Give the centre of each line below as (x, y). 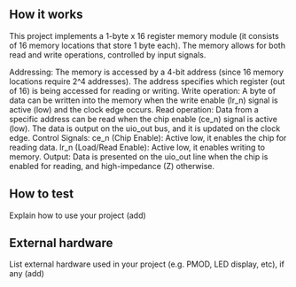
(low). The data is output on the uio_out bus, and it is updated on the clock (145, 128)
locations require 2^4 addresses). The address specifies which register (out (147, 81)
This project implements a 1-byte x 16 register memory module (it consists (144, 35)
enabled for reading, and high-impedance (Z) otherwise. (112, 166)
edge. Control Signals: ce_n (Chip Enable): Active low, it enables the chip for (148, 137)
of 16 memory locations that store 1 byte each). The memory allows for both (148, 45)
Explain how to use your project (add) (78, 215)
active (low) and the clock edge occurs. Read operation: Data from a (134, 109)
